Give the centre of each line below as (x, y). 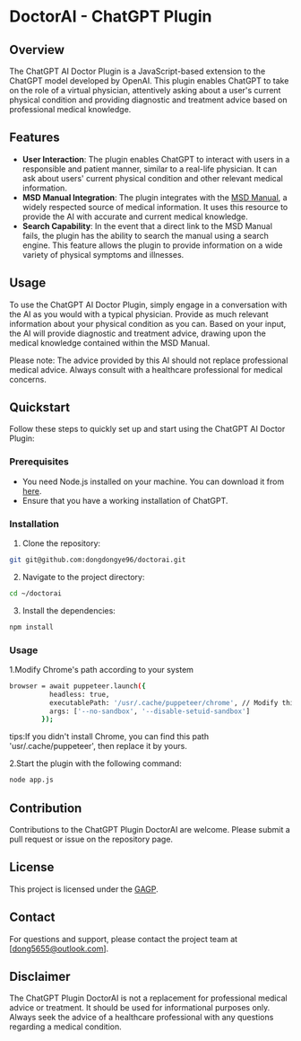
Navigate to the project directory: (83, 577)
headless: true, (79, 694)
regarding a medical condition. (66, 1027)
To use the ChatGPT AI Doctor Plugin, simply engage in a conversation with (148, 304)
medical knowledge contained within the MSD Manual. (110, 342)
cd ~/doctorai (36, 593)
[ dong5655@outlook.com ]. (59, 948)
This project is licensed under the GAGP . (84, 889)
